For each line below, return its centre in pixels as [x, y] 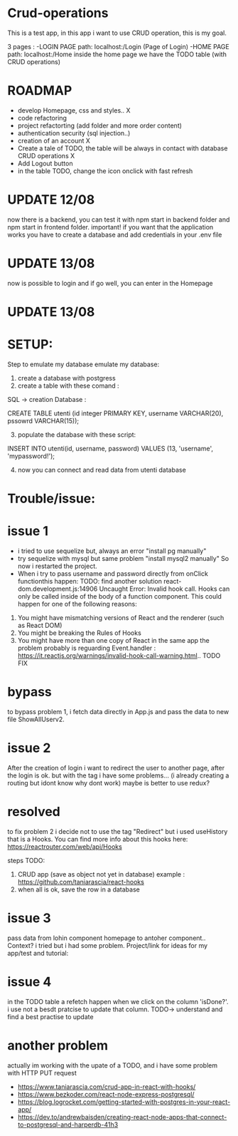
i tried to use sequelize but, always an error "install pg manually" [112, 551]
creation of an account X [54, 140]
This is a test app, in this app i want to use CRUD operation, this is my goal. [117, 33]
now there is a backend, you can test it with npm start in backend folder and [119, 220]
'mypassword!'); [31, 456]
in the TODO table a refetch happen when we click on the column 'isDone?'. [118, 1001]
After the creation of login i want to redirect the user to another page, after [116, 768]
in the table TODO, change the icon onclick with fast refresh [105, 171]
